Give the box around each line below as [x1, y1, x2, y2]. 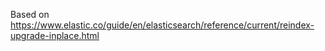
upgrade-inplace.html [10, 30, 100, 41]
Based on [10, 9, 50, 20]
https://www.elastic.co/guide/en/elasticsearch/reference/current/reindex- [10, 19, 315, 31]
